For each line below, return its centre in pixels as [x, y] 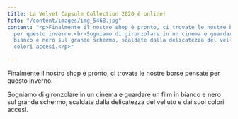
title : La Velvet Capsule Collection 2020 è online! [87, 14]
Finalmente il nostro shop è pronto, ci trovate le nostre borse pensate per [114, 73]
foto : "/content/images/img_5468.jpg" [64, 21]
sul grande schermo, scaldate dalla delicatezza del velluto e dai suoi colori [116, 102]
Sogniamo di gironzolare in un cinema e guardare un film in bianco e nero [114, 94]
